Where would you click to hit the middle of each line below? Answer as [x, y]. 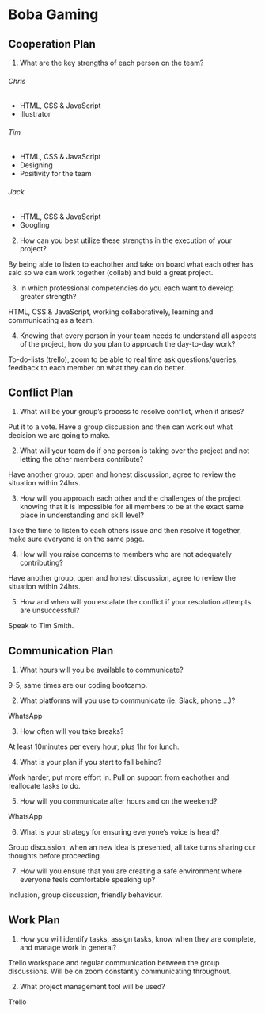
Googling [34, 224]
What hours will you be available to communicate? [101, 670]
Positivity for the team [55, 174]
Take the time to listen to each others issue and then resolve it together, [125, 531]
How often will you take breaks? [72, 731]
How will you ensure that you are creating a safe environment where [131, 871]
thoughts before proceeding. [55, 856]
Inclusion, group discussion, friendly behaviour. [85, 895]
